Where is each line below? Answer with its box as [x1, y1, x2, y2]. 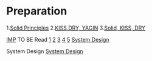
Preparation [6, 4, 67, 18]
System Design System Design [6, 47, 83, 55]
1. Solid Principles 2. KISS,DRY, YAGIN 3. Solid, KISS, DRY [6, 24, 146, 31]
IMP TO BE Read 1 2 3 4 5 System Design [6, 36, 109, 43]
